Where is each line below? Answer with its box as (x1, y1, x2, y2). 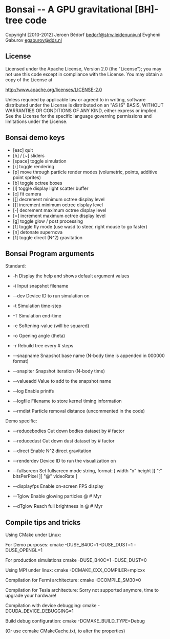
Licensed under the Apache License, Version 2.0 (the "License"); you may (5, 65, 162, 72)
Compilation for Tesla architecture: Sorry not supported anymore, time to (5, 587, 159, 593)
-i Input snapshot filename (12, 283, 69, 289)
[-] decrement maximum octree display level (12, 207, 107, 213)
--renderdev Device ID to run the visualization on (12, 458, 116, 464)
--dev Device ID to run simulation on (12, 293, 90, 299)
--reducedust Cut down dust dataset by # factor (12, 438, 115, 444)
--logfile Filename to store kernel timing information (12, 398, 122, 404)
